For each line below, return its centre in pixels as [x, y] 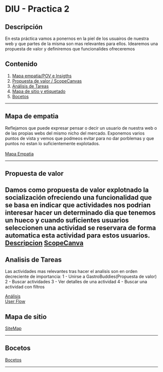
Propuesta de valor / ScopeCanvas [47, 81]
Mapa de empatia [32, 116]
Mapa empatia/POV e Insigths [42, 76]
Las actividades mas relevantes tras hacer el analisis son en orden [71, 271]
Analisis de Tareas [33, 260]
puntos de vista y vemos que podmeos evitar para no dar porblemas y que [80, 138]
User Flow [15, 302]
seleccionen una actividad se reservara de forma [81, 228]
